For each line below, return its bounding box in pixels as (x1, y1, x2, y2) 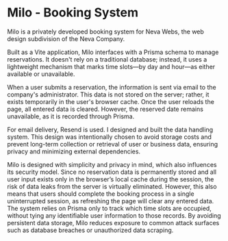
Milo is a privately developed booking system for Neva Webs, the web (7, 27, 204, 36)
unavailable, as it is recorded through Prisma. (7, 112, 135, 120)
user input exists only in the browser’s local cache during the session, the (7, 175, 214, 183)
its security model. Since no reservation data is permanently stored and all (7, 168, 217, 176)
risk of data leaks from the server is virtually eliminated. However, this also (7, 182, 217, 190)
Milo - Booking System (7, 5, 139, 21)
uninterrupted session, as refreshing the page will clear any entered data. (7, 196, 214, 205)
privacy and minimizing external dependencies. (7, 147, 141, 155)
